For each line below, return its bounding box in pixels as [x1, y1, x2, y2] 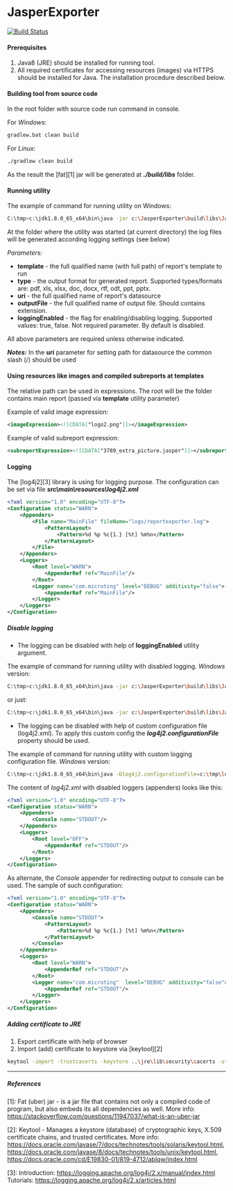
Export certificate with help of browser [17, 1037, 128, 1046]
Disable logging [7, 623, 54, 632]
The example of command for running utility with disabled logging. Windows [7, 662, 225, 671]
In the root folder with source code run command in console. [7, 105, 180, 113]
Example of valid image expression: [7, 408, 109, 416]
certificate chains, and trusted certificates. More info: [7, 1133, 159, 1141]
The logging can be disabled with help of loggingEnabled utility [17, 641, 200, 650]
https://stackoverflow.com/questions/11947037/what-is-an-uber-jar [7, 1112, 200, 1120]
